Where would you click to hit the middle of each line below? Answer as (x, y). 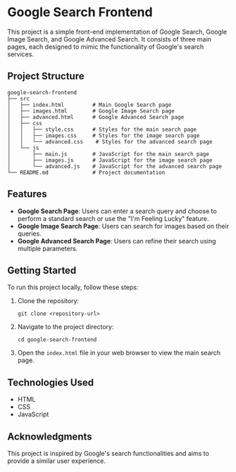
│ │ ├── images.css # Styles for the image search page (104, 135)
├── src (19, 98)
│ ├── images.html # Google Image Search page (91, 111)
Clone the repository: (48, 301)
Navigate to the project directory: (66, 327)
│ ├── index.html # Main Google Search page (89, 105)
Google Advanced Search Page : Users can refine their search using (117, 241)
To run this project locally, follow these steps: (73, 287)
